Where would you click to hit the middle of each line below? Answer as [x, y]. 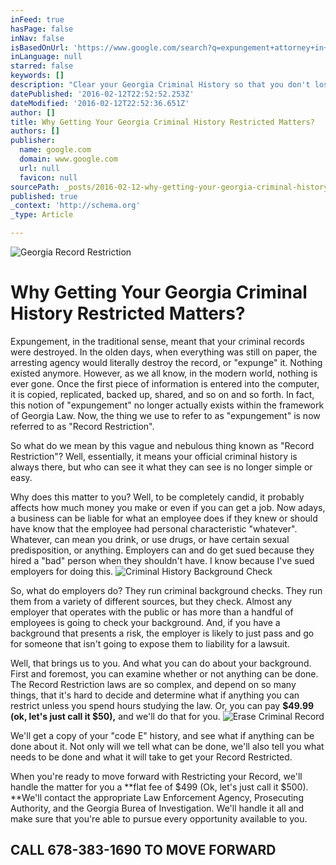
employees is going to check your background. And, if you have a [145, 622]
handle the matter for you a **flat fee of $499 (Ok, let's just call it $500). [159, 787]
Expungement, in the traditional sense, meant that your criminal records [158, 341]
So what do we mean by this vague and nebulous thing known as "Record [162, 445]
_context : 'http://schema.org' [75, 206]
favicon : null [48, 177]
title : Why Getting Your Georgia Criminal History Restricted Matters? [162, 122]
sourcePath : [35, 187]
